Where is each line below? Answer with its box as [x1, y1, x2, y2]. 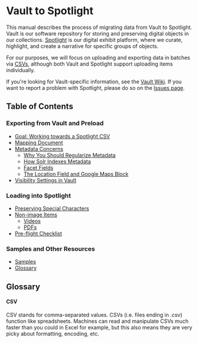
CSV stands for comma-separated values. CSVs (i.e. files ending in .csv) [6, 311, 183, 318]
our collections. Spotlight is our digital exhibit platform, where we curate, [6, 36, 183, 43]
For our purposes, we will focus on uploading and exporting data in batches [6, 54, 190, 61]
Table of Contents [6, 102, 74, 112]
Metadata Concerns [14, 145, 64, 152]
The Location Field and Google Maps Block [23, 170, 129, 177]
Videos [23, 217, 41, 224]
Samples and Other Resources [6, 244, 96, 253]
